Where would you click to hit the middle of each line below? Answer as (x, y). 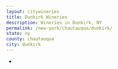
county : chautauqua (30, 39)
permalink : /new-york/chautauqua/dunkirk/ (59, 28)
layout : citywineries (33, 11)
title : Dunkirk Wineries (37, 17)
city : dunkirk (24, 45)
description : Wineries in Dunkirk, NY (54, 22)
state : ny (18, 34)
